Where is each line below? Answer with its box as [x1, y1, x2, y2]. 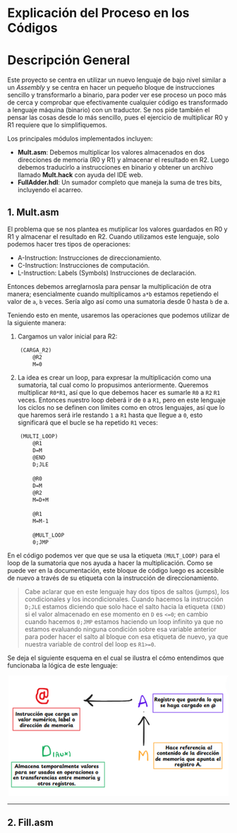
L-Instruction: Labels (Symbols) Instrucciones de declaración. [17, 268, 197, 277]
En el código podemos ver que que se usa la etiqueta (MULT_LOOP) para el [7, 551, 220, 560]
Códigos [7, 20, 58, 36]
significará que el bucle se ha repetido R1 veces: [17, 418, 159, 427]
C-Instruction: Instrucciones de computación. [17, 261, 150, 269]
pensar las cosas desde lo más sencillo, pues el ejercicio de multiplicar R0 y [7, 113, 229, 122]
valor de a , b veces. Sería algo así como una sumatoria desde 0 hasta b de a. [7, 297, 230, 305]
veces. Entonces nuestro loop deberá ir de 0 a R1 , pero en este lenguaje [17, 396, 226, 404]
